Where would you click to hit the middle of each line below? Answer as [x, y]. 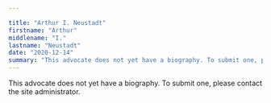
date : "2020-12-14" [41, 53]
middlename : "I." [38, 38]
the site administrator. [44, 92]
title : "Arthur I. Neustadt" [57, 23]
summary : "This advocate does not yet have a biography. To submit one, [133, 60]
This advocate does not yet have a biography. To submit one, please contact [135, 83]
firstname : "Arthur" [43, 30]
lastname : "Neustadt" [45, 45]
